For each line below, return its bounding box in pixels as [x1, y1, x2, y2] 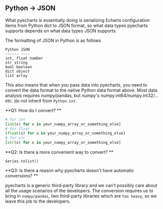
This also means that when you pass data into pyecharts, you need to [5, 82, 148, 88]
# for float [5, 126, 30, 131]
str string [5, 60, 28, 65]
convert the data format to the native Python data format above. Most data [5, 87, 158, 93]
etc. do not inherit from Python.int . [5, 98, 77, 104]
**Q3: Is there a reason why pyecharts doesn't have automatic [5, 168, 134, 174]
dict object [5, 69, 30, 74]
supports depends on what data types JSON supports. [5, 27, 117, 34]
